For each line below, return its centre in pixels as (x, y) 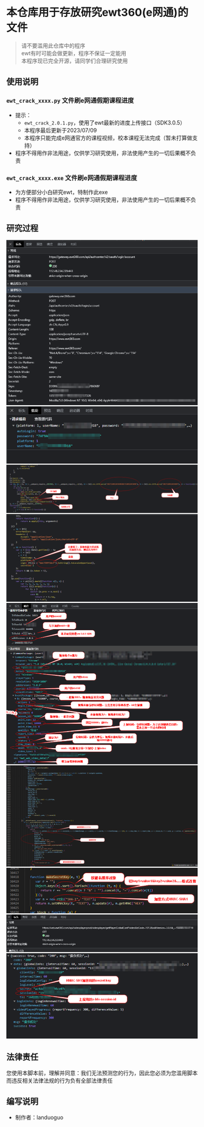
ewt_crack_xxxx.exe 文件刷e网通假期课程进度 (72, 178)
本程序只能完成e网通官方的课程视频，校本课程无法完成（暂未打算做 (108, 138)
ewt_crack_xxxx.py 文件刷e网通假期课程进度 (70, 101)
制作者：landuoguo (39, 1117)
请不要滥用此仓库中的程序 (53, 46)
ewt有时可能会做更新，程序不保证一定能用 (73, 53)
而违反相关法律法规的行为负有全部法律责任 (59, 1080)
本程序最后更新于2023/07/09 (60, 130)
